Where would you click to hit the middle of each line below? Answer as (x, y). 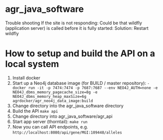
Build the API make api (35, 111)
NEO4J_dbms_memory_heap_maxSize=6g (49, 96)
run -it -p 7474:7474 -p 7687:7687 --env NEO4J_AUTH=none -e (93, 88)
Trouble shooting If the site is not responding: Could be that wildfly (74, 23)
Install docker (26, 77)
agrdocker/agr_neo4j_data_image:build (53, 101)
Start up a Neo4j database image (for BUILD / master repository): (79, 83)
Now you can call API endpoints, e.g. (50, 127)
